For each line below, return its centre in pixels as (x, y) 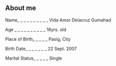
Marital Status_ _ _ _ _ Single (34, 58)
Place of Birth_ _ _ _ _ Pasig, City (38, 39)
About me (21, 8)
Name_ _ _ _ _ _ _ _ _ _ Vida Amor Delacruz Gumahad (58, 20)
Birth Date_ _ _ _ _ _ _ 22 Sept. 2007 (41, 48)
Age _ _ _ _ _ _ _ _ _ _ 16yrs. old (36, 30)
